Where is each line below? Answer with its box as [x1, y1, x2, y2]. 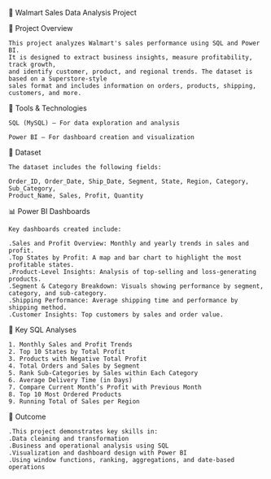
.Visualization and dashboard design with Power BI [8, 449, 187, 457]
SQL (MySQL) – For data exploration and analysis [8, 119, 181, 127]
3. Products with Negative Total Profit [8, 355, 148, 363]
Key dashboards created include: [8, 225, 122, 233]
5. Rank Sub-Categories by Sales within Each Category [8, 369, 199, 377]
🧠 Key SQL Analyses [8, 325, 77, 334]
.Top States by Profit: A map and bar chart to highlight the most [8, 254, 243, 262]
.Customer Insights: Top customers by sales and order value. [8, 311, 224, 319]
